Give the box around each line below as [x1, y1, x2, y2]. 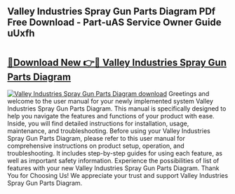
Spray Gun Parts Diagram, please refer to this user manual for [7, 134, 186, 142]
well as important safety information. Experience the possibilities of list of [7, 157, 220, 165]
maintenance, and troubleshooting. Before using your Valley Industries [7, 127, 210, 135]
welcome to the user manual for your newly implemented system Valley [7, 97, 214, 105]
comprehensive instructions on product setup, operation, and [7, 141, 184, 150]
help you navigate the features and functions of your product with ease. [7, 112, 215, 120]
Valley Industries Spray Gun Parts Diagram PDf [7, 6, 216, 18]
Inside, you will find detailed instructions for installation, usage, [7, 119, 189, 127]
